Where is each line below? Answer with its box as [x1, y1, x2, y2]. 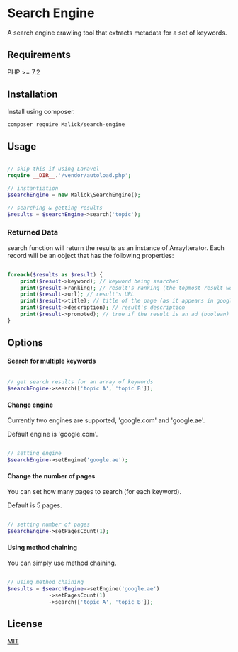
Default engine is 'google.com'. [7, 430, 98, 439]
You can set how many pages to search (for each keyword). [7, 488, 182, 496]
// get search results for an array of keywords [7, 378, 154, 386]
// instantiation [7, 185, 59, 192]
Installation [7, 89, 58, 101]
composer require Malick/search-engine [7, 120, 125, 128]
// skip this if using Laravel [7, 165, 100, 173]
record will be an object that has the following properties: [7, 251, 174, 259]
